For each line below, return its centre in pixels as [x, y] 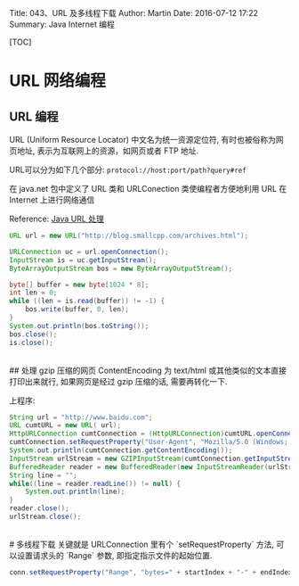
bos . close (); [33, 334]
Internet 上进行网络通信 [52, 200]
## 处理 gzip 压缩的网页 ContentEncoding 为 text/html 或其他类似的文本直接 [148, 370]
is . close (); [31, 343]
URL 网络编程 [58, 81]
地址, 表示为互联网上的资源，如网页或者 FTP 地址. [108, 151]
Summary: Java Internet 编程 [62, 24]
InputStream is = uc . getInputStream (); [83, 260]
